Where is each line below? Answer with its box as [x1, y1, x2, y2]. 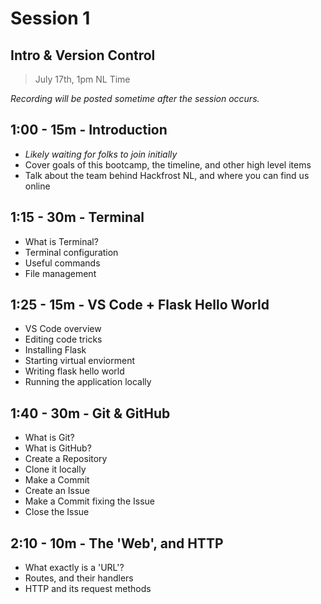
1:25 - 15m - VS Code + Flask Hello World [10, 297, 270, 314]
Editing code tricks [24, 333, 103, 346]
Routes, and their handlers [24, 572, 134, 584]
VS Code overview [24, 323, 102, 335]
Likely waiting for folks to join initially [24, 148, 178, 160]
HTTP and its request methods [24, 583, 152, 595]
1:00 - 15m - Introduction [10, 122, 168, 139]
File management [24, 267, 97, 279]
